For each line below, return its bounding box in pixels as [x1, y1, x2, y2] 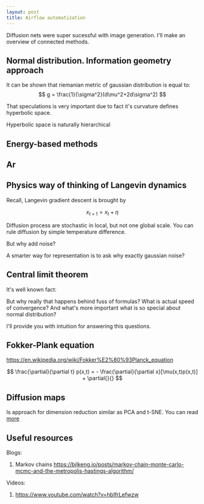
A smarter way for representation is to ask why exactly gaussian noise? [6, 252, 185, 259]
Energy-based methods [6, 139, 98, 149]
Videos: [6, 479, 26, 486]
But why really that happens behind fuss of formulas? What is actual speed [6, 298, 195, 305]
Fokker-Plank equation [6, 340, 94, 350]
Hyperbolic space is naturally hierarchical [6, 121, 111, 128]
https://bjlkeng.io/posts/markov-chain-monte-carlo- [54, 461, 185, 468]
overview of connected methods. [6, 38, 90, 45]
